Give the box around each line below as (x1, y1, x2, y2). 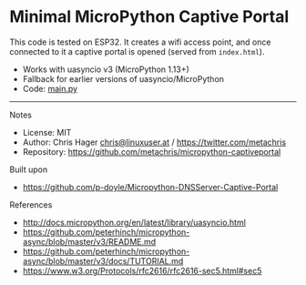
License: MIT (22, 127, 72, 137)
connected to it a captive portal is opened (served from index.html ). (9, 46, 265, 56)
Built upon (9, 164, 48, 175)
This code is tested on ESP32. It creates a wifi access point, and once (9, 36, 271, 47)
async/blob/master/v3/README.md (22, 236, 157, 247)
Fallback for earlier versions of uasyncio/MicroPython (22, 73, 225, 84)
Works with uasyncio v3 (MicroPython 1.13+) (22, 64, 189, 75)
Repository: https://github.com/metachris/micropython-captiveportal (22, 146, 281, 157)
